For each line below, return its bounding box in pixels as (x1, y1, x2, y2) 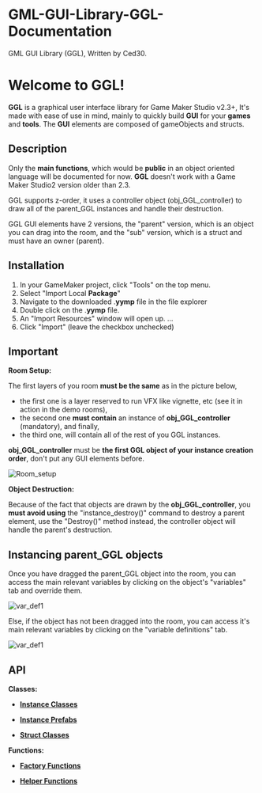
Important (8, 344, 58, 358)
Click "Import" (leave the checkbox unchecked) (19, 322, 175, 332)
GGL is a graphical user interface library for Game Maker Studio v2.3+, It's (8, 102, 250, 112)
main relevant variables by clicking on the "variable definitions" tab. (8, 625, 228, 635)
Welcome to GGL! (8, 77, 125, 94)
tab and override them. (8, 586, 83, 595)
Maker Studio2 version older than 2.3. (8, 180, 131, 189)
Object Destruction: (8, 484, 75, 494)
